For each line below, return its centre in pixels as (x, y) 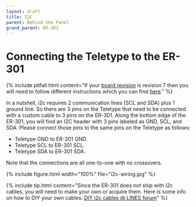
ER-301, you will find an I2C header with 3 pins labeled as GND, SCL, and (94, 122)
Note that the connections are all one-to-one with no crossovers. (84, 163)
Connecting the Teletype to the (83, 57)
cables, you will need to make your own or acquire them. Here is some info (96, 192)
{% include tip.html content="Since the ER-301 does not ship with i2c (90, 185)
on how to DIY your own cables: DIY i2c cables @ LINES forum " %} (87, 198)
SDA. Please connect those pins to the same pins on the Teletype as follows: (98, 128)
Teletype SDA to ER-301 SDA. (50, 151)
